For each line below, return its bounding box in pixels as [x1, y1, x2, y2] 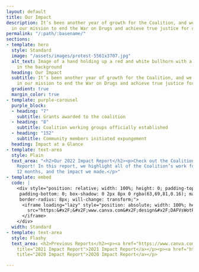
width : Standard [11, 224, 52, 230]
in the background [17, 64, 62, 70]
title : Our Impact [6, 14, 52, 20]
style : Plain [11, 152, 44, 158]
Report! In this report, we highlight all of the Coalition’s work [17, 163, 187, 169]
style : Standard [11, 48, 52, 53]
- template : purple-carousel [6, 97, 78, 103]
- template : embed [6, 175, 52, 181]
